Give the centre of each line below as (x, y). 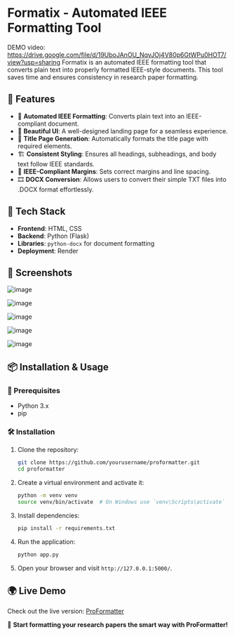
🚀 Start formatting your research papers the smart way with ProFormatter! (117, 625)
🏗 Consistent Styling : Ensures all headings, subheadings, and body (117, 154)
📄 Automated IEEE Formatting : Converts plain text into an (101, 116)
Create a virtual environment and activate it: (81, 483)
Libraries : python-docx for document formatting (86, 243)
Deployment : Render (48, 251)
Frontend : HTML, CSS (49, 228)
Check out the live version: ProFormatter (66, 611)
